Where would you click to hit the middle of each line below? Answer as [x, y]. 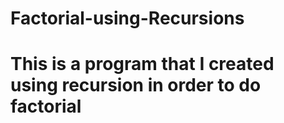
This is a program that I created [142, 64]
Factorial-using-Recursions [127, 18]
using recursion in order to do [136, 85]
